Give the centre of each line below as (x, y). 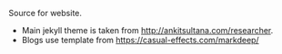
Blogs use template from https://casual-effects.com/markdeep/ (141, 40)
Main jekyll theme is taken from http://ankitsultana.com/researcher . (147, 30)
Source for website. (45, 13)
